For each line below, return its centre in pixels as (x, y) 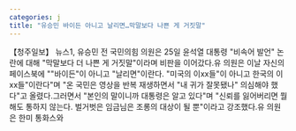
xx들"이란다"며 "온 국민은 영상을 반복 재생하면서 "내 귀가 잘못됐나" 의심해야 (139, 84)
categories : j (35, 17)
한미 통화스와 (41, 117)
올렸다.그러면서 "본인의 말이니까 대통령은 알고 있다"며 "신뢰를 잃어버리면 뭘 (159, 95)
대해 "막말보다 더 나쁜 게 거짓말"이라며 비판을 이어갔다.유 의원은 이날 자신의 (155, 62)
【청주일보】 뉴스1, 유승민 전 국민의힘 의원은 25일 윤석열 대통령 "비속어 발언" (142, 51)
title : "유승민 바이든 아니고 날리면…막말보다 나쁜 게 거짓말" (107, 25)
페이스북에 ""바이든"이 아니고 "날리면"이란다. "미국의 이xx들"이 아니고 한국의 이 (146, 73)
